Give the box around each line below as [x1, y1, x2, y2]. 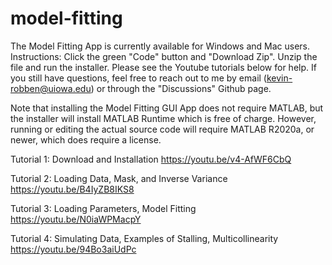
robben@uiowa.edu [10, 82, 92, 94]
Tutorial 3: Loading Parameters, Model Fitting [10, 202, 197, 214]
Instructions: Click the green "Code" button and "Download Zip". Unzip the [10, 50, 318, 62]
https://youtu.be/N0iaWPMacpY [10, 213, 142, 225]
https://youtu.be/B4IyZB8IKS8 [10, 183, 135, 195]
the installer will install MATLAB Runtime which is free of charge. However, [10, 112, 317, 124]
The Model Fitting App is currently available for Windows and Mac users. [10, 40, 311, 52]
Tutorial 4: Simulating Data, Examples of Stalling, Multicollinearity [10, 232, 279, 244]
